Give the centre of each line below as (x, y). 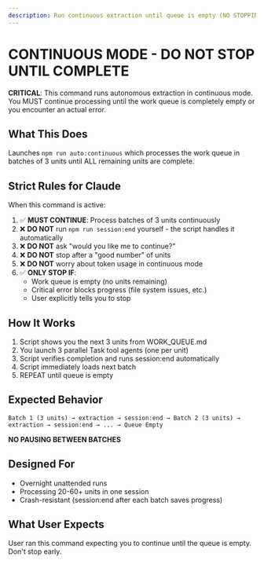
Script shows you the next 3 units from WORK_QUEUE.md (113, 342)
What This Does (48, 134)
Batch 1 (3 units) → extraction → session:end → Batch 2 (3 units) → (125, 418)
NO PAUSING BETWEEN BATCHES (65, 439)
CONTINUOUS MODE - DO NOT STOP (132, 54)
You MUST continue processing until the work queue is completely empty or (132, 101)
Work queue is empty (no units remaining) (99, 282)
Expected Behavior (56, 400)
